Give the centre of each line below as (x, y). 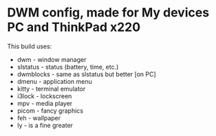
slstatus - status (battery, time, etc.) (68, 67)
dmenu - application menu (54, 81)
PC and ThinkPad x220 (74, 27)
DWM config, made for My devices (108, 13)
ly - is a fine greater (45, 125)
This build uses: (30, 46)
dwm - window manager (52, 59)
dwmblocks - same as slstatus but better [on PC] (86, 74)
